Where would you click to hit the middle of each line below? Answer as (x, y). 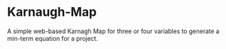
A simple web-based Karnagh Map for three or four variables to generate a (113, 31)
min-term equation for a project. (53, 38)
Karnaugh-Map (52, 12)
